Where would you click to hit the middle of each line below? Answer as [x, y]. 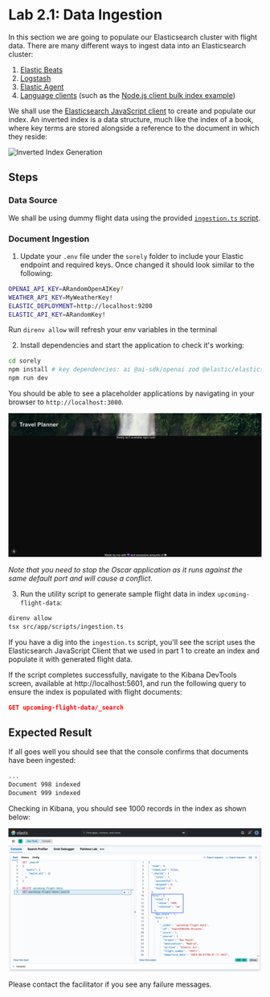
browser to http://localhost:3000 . [66, 402]
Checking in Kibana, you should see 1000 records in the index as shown [127, 809]
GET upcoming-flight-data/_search [66, 708]
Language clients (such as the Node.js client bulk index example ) [127, 95]
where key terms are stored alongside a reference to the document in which [134, 128]
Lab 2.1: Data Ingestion [86, 15]
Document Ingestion [49, 239]
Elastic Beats [41, 69]
